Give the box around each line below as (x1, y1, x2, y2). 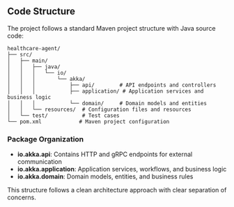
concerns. (7, 193, 37, 201)
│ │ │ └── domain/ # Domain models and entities (7, 100, 208, 107)
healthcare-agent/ (7, 45, 61, 52)
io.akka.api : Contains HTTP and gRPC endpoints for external (17, 150, 193, 159)
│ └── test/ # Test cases (7, 112, 120, 119)
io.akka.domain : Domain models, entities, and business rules (17, 172, 194, 181)
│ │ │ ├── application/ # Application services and (7, 87, 204, 95)
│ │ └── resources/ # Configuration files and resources (7, 106, 192, 113)
